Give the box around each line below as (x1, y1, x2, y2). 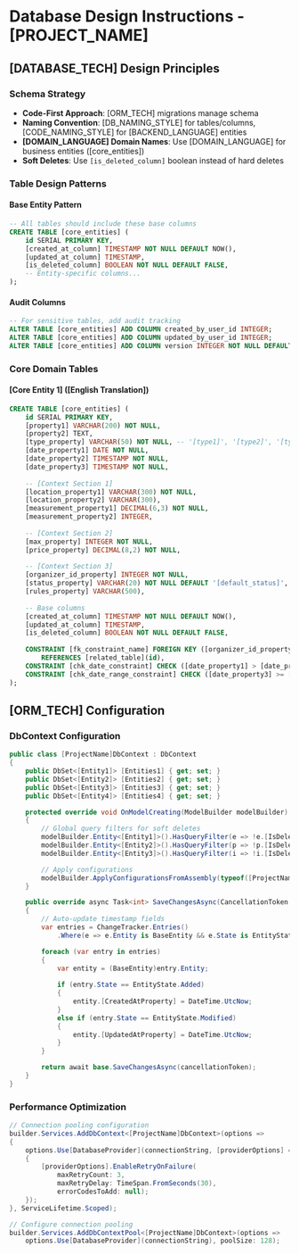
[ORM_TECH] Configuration (9, 702, 166, 718)
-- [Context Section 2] (25, 528, 114, 537)
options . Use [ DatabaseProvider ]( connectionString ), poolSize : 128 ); (25, 1236, 280, 1246)
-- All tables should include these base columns (9, 220, 198, 228)
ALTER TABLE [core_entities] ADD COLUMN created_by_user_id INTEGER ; (9, 325, 273, 334)
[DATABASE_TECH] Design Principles (9, 61, 220, 76)
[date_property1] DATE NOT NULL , (25, 446, 149, 455)
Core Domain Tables (9, 362, 99, 375)
